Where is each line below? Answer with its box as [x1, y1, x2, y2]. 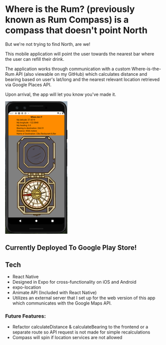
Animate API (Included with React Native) [12, 290, 97, 296]
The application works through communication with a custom [5, 66, 131, 72]
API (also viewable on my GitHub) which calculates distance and [15, 71, 148, 77]
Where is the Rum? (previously [5, 3, 135, 15]
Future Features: [5, 313, 46, 320]
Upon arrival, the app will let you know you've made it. [5, 91, 116, 97]
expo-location [12, 284, 41, 290]
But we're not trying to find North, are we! [5, 41, 90, 47]
